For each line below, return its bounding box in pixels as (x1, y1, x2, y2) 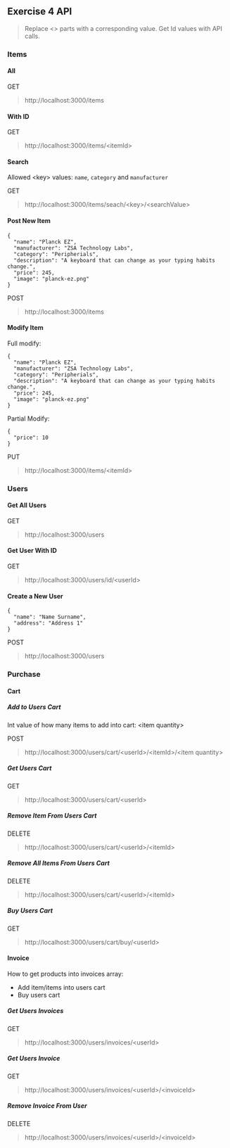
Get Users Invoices (7, 1007, 64, 1015)
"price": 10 (13, 434, 49, 441)
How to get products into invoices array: (7, 969, 124, 978)
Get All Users (7, 501, 47, 509)
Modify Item (7, 324, 44, 332)
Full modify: (7, 339, 41, 347)
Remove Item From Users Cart (7, 812, 97, 820)
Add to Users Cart (7, 703, 61, 711)
